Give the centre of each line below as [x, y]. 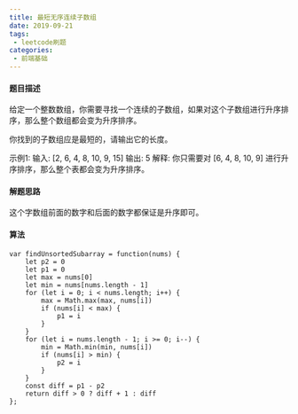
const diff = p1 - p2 [65, 386]
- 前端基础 [31, 59]
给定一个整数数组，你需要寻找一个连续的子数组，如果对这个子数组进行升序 [145, 109]
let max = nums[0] [59, 277]
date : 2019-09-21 [41, 26]
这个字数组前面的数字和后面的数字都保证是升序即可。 [106, 213]
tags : [19, 34]
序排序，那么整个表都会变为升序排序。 [79, 169]
